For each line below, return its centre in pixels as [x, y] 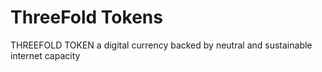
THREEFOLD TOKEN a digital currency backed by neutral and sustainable [161, 45]
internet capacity [45, 55]
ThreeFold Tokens [86, 17]
